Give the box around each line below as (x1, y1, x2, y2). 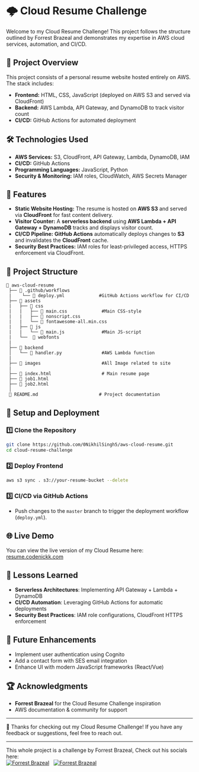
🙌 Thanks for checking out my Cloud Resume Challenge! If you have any (6, 723, 182, 730)
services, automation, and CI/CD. (6, 40, 87, 48)
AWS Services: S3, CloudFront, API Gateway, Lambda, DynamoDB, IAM (14, 153, 190, 160)
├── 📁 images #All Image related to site (8, 360, 171, 367)
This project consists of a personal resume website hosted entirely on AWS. (6, 73, 191, 80)
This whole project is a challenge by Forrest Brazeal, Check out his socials (6, 746, 188, 754)
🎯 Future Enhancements (6, 635, 97, 645)
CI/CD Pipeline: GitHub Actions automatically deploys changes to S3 (14, 231, 185, 238)
